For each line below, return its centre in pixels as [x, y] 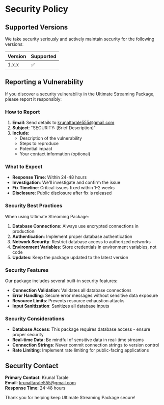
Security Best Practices [34, 206]
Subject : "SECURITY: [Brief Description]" [54, 128]
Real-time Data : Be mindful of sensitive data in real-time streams [78, 340]
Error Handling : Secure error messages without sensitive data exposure [85, 295]
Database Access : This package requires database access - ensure [81, 329]
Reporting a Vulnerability [44, 82]
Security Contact [32, 365]
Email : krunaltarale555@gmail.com [41, 383]
